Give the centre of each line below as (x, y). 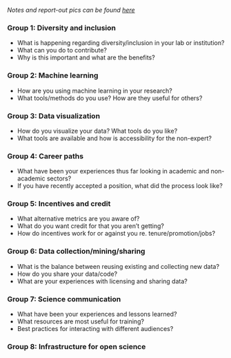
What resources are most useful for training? (81, 321)
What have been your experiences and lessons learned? (97, 314)
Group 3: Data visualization (54, 115)
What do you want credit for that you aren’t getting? (90, 226)
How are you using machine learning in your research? (94, 91)
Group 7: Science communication (64, 299)
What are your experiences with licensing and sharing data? (102, 281)
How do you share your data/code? (67, 274)
